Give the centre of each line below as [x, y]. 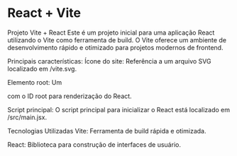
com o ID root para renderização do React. [70, 96]
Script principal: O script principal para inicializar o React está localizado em [119, 109]
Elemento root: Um [35, 82]
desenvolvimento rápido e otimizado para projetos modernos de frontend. [115, 47]
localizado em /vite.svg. [42, 68]
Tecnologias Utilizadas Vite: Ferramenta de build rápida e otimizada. [107, 131]
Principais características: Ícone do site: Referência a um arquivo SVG [109, 61]
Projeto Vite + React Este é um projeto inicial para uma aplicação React [111, 32]
